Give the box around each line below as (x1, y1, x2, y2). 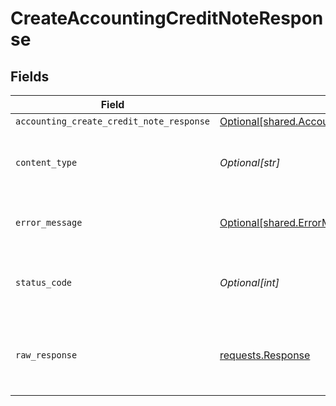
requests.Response (219, 348, 311, 362)
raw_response (15, 350, 78, 361)
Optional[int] (219, 276, 280, 289)
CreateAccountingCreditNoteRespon (10, 7, 324, 30)
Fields (10, 68, 50, 85)
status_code (15, 277, 73, 288)
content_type (15, 157, 78, 168)
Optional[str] (219, 156, 281, 169)
